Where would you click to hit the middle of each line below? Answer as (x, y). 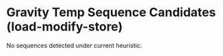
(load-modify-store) (65, 27)
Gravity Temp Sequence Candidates (111, 12)
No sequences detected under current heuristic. (74, 45)
